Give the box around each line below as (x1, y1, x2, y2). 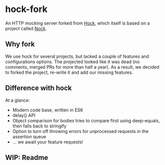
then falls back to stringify (12, 123, 67, 129)
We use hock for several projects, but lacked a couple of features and (5, 53, 149, 59)
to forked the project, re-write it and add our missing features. (5, 69, 133, 75)
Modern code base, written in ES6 (12, 107, 83, 113)
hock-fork (5, 4, 48, 15)
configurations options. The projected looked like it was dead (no (5, 59, 140, 65)
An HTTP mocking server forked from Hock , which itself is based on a (5, 20, 150, 26)
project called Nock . (5, 25, 47, 31)
